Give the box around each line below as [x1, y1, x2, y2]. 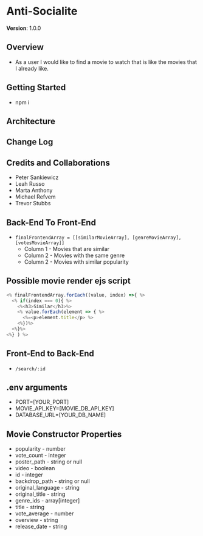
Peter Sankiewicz [15, 174, 59, 181]
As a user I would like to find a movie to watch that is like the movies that [15, 58, 198, 65]
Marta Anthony [15, 187, 53, 194]
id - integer [15, 471, 44, 479]
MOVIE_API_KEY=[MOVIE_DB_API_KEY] [15, 405, 114, 412]
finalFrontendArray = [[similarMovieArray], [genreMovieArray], [15, 234, 182, 241]
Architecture [6, 116, 56, 126]
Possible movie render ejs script [6, 276, 131, 286]
